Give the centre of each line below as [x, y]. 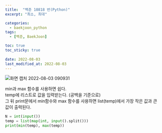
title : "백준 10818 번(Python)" [37, 10]
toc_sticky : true [23, 50]
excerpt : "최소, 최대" [26, 14]
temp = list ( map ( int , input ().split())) [47, 121]
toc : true [15, 46]
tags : [11, 32]
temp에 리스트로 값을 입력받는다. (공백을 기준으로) [53, 95]
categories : [17, 23]
